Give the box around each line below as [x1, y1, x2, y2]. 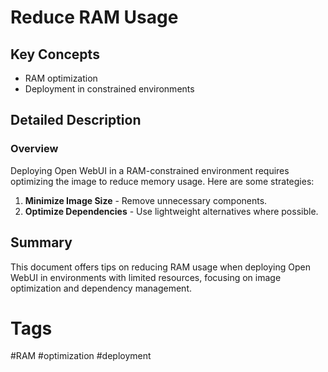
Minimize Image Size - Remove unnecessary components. [24, 194, 268, 206]
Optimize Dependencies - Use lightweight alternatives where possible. [24, 205, 319, 217]
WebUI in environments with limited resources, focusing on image [10, 271, 282, 283]
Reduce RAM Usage [10, 6, 179, 29]
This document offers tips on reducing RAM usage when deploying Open [10, 261, 311, 273]
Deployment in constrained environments [24, 83, 195, 95]
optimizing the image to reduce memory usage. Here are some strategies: [10, 175, 315, 187]
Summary [10, 234, 73, 251]
